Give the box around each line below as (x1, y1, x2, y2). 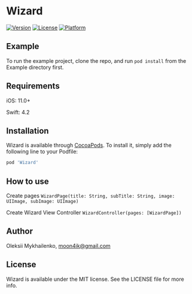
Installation (6, 126, 49, 136)
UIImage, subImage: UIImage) (6, 199, 79, 205)
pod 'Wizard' (6, 160, 39, 166)
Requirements (6, 81, 60, 91)
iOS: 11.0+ (6, 97, 31, 104)
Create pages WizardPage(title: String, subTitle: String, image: (6, 192, 175, 199)
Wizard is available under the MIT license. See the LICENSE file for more (6, 275, 184, 283)
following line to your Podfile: (6, 148, 78, 155)
